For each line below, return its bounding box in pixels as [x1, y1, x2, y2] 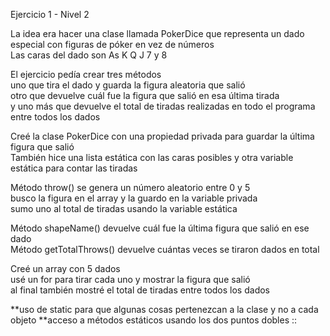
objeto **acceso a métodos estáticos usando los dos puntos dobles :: [10, 314, 298, 326]
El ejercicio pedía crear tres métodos [10, 69, 162, 80]
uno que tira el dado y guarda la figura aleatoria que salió [10, 79, 246, 91]
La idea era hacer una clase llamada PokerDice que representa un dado [10, 28, 305, 39]
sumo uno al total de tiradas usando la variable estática [10, 203, 238, 214]
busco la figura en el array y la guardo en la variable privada [10, 192, 258, 204]
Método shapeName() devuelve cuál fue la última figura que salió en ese [10, 222, 310, 234]
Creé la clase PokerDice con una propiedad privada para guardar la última [10, 130, 315, 142]
